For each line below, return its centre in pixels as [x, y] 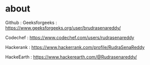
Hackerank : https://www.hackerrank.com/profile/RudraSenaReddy [75, 47]
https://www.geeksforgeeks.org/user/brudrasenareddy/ [63, 27]
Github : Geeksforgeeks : [31, 22]
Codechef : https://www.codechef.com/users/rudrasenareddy [70, 37]
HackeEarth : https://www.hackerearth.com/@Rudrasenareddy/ [71, 57]
